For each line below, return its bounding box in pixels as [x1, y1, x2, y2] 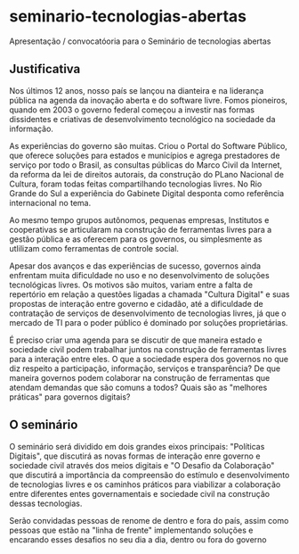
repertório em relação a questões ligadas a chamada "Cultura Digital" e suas [9, 288, 290, 300]
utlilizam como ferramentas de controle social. [9, 243, 180, 253]
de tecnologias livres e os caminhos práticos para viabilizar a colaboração [9, 479, 281, 490]
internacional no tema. [9, 197, 92, 208]
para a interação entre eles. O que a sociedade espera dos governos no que [9, 353, 289, 364]
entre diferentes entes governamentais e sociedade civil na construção [9, 488, 270, 499]
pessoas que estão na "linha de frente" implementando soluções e [9, 525, 254, 535]
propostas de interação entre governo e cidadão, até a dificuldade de [9, 298, 264, 309]
